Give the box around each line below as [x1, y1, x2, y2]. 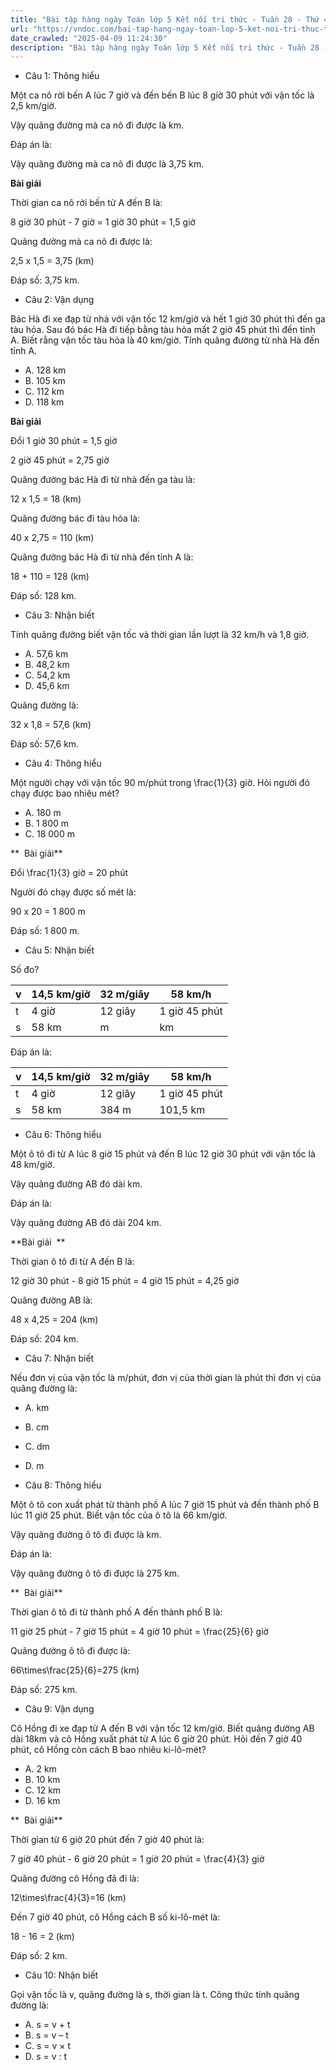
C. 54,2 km [24, 669, 71, 681]
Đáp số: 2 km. [10, 1950, 68, 1962]
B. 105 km [24, 375, 66, 387]
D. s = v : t [24, 2051, 68, 2063]
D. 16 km [24, 1795, 61, 1807]
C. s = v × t [24, 2040, 72, 2052]
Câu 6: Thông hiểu [24, 1129, 102, 1141]
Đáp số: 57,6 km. [10, 738, 80, 750]
